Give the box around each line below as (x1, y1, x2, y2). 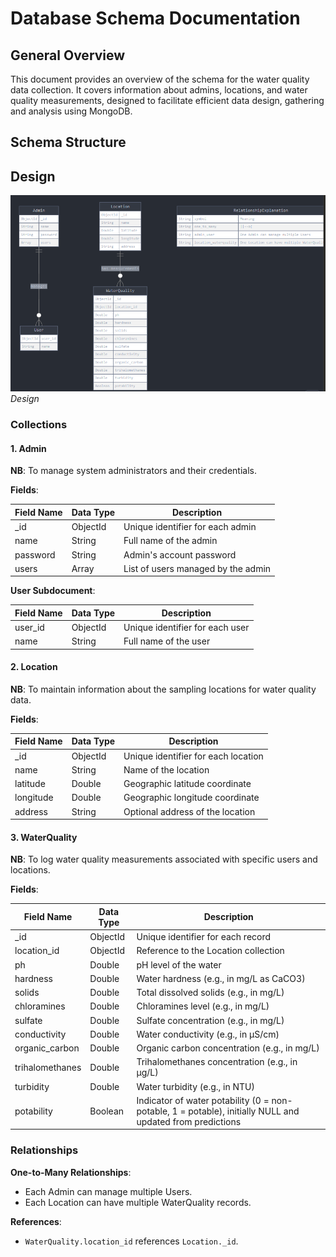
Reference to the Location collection (136, 945, 285, 957)
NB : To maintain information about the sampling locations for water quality (10, 683, 317, 695)
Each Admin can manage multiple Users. (24, 1185, 193, 1197)
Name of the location (123, 763, 210, 776)
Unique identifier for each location (123, 750, 264, 762)
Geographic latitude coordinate (123, 778, 252, 790)
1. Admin (10, 442, 47, 454)
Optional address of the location (123, 805, 256, 817)
